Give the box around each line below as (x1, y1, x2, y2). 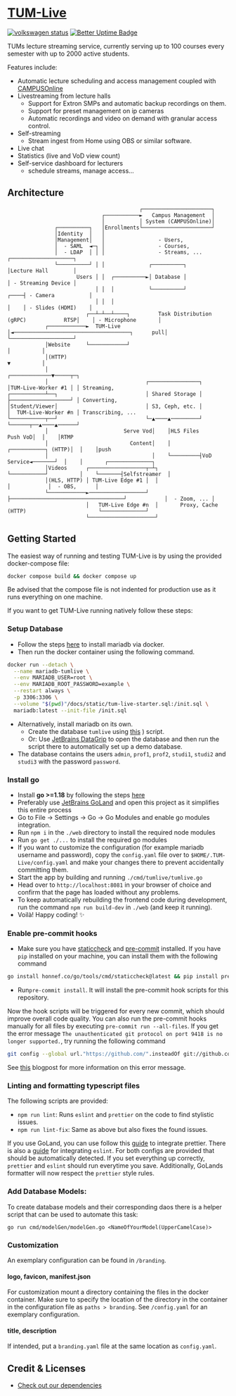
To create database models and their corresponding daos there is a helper (7, 1202, 223, 1211)
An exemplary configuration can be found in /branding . (7, 1256, 166, 1264)
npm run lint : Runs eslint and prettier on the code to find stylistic (17, 1111, 214, 1119)
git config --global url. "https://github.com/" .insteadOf (7, 1051, 181, 1058)
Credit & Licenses (7, 1362, 86, 1374)
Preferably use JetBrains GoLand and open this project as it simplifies (17, 798, 220, 807)
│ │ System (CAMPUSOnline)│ (101, 218, 216, 225)
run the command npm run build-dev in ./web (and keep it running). (17, 903, 213, 911)
